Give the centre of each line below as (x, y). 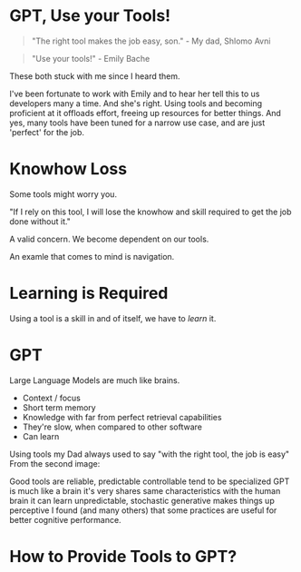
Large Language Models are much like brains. (95, 380)
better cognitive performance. (65, 519)
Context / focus (52, 398)
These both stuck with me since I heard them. (95, 76)
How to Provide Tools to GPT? (123, 556)
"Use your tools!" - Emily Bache (91, 58)
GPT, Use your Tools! (90, 16)
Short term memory (59, 407)
